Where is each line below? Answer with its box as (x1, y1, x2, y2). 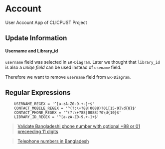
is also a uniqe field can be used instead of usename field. (5, 64, 122, 70)
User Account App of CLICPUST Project (5, 19, 87, 25)
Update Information (5, 34, 67, 42)
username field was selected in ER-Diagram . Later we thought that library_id (5, 59, 161, 65)
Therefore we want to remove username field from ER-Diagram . (5, 74, 131, 80)
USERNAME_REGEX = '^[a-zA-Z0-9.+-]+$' (14, 102, 95, 107)
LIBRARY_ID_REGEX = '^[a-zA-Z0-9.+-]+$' (14, 115, 99, 120)
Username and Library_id (5, 48, 58, 54)
